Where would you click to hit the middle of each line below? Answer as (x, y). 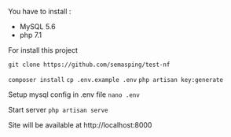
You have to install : (40, 11)
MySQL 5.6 (38, 26)
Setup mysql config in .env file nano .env (74, 94)
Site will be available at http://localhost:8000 (80, 125)
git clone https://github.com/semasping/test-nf (89, 65)
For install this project (43, 50)
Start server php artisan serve (58, 110)
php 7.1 (30, 35)
